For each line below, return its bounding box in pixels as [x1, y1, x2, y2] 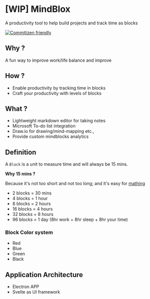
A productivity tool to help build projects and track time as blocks [5, 20, 138, 26]
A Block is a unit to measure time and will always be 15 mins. [5, 161, 128, 167]
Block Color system [5, 229, 53, 236]
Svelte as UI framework [12, 289, 60, 295]
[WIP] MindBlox [5, 3, 71, 15]
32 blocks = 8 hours [12, 211, 53, 217]
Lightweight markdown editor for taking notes [12, 118, 105, 124]
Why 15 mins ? [5, 171, 36, 177]
